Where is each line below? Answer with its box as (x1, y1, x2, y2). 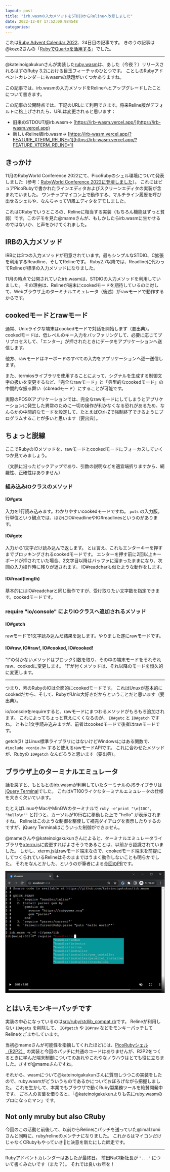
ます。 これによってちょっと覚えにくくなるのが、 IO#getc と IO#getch (5, 715, 150, 721)
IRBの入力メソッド (5, 238, 63, 246)
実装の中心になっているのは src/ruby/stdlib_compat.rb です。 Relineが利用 (5, 1019, 157, 1025)
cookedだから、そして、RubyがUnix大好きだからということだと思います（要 (5, 691, 164, 697)
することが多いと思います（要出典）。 (22, 415, 101, 421)
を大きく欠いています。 (5, 794, 54, 800)
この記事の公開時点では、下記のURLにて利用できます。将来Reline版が (5, 102, 151, 108)
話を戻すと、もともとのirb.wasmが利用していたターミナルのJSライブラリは (5, 782, 162, 788)
